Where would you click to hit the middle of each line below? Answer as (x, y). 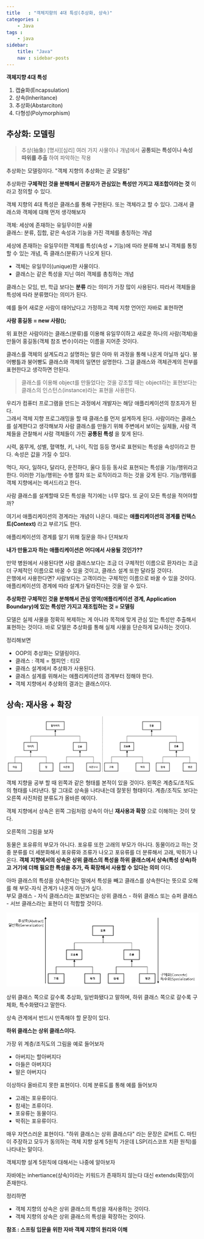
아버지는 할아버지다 (38, 1056)
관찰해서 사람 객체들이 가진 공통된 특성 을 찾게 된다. (83, 434)
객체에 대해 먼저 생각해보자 (54, 212)
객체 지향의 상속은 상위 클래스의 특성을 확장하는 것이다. (80, 1216)
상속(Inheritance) (36, 97)
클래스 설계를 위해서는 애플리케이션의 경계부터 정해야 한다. (84, 676)
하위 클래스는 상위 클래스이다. (41, 1030)
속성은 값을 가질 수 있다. (43, 454)
